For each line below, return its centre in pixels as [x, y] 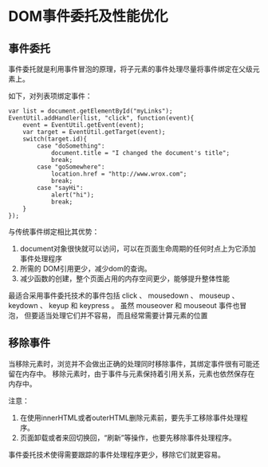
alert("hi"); [72, 195]
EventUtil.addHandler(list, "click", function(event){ [101, 118]
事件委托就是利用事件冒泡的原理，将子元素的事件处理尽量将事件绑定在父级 [130, 69]
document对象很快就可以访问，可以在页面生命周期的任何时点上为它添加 [138, 249]
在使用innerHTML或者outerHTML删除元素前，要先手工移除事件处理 [130, 418]
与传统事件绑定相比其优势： [54, 232]
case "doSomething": [71, 146]
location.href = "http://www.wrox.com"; [119, 174]
